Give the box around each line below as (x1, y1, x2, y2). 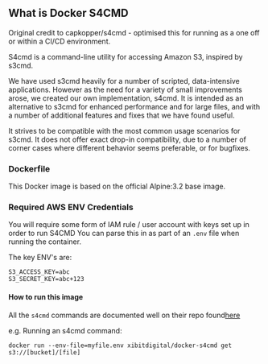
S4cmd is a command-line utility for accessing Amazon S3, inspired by (8, 52, 243, 61)
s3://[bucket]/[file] (8, 348, 81, 357)
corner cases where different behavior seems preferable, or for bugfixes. (8, 143, 251, 152)
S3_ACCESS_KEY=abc (8, 268, 70, 276)
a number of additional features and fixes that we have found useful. (8, 110, 235, 120)
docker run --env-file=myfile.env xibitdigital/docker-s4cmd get (8, 341, 232, 350)
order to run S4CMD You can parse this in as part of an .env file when (8, 229, 240, 238)
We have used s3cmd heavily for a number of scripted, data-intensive (8, 76, 240, 85)
